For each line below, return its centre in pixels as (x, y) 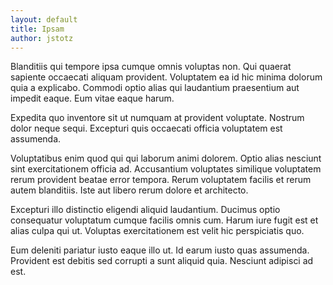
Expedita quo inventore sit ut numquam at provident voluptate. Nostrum (157, 118)
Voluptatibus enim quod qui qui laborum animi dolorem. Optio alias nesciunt (166, 158)
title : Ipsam (37, 29)
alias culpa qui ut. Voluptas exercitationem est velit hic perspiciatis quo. (157, 231)
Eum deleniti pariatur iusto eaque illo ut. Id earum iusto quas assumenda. (160, 250)
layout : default (44, 19)
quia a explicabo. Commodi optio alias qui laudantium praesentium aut (155, 88)
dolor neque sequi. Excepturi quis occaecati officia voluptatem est (146, 128)
